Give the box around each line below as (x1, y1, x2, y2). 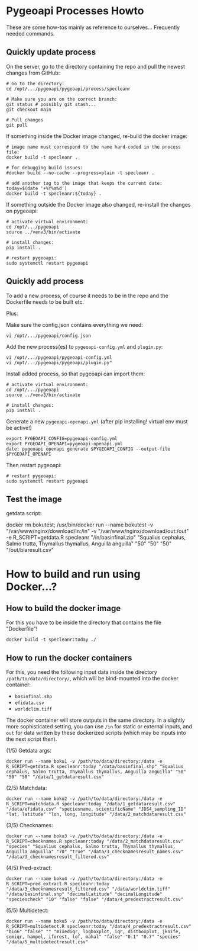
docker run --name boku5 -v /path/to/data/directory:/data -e (6, 918, 163, 924)
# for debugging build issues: (6, 165, 83, 171)
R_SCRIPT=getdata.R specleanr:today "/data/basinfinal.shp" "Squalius (6, 764, 184, 770)
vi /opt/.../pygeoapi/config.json (6, 333, 92, 339)
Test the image (6, 494, 62, 504)
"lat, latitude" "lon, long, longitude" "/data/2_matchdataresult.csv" (6, 811, 186, 818)
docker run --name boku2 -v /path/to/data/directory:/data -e (6, 796, 163, 802)
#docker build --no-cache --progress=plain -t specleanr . (6, 170, 155, 176)
